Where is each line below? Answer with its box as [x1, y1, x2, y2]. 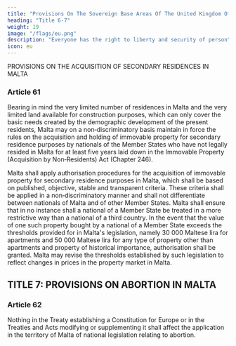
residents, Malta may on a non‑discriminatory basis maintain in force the [7, 126, 216, 134]
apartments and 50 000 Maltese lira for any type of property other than [7, 236, 214, 244]
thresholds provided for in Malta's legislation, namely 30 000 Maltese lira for [7, 229, 228, 237]
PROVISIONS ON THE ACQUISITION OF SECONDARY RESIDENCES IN [7, 62, 209, 70]
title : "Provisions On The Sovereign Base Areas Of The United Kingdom [7, 10, 221, 18]
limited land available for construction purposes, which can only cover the [7, 110, 221, 119]
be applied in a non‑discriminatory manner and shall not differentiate [7, 191, 206, 200]
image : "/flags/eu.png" [7, 29, 77, 37]
